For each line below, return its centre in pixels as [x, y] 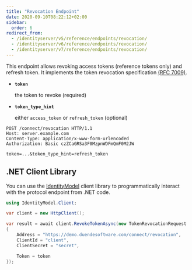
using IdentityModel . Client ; [41, 203]
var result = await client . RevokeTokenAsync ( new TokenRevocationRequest [96, 224]
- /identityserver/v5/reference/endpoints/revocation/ [79, 39]
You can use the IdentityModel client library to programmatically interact [93, 186]
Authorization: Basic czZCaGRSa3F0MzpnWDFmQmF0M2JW [70, 144]
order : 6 [22, 28]
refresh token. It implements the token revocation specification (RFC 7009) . [97, 72]
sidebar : [17, 22]
